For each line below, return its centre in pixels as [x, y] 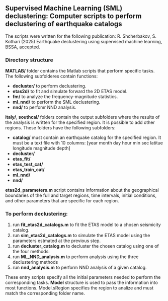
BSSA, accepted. [23, 47]
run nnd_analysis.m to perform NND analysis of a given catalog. [79, 268]
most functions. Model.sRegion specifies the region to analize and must [79, 288]
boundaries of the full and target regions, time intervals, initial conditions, [81, 195]
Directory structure [29, 60]
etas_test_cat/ [28, 164]
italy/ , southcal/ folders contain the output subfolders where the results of [82, 117]
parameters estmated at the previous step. [57, 241]
